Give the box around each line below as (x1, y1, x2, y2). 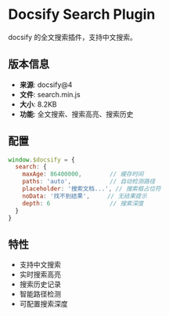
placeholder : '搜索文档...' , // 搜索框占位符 (22, 185, 162, 193)
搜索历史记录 (19, 280, 61, 289)
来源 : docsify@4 (19, 80, 73, 89)
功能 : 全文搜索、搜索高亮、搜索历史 (19, 109, 134, 118)
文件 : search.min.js (19, 89, 81, 99)
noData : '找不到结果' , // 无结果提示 (22, 192, 147, 200)
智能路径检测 (19, 289, 61, 299)
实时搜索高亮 (19, 270, 61, 279)
